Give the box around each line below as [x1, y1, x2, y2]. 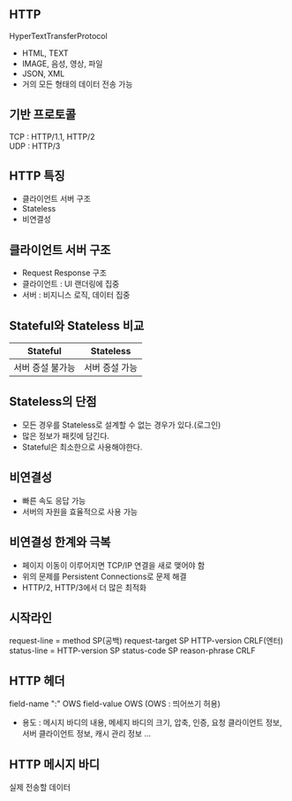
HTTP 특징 [9, 168, 65, 184]
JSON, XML [21, 68, 65, 79]
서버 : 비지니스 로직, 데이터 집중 [21, 289, 131, 300]
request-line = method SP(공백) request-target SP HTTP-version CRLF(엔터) [9, 635, 284, 646]
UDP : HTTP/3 [9, 141, 61, 151]
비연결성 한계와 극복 [9, 535, 111, 550]
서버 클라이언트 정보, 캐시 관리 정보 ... [21, 728, 152, 739]
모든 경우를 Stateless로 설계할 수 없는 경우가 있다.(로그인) [21, 420, 221, 430]
